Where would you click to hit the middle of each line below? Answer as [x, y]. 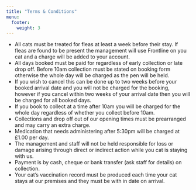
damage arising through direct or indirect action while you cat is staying [101, 150]
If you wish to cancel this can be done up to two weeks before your [96, 82]
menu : [13, 17]
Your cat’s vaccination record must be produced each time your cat [96, 175]
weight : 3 [29, 28]
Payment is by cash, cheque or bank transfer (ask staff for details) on [98, 163]
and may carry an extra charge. [52, 125]
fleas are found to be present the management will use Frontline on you [101, 51]
